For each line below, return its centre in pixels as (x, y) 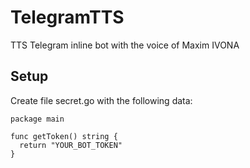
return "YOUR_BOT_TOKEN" (71, 145)
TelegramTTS (67, 17)
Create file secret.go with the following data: (101, 100)
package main (37, 119)
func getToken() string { (64, 136)
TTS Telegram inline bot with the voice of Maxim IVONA (125, 45)
